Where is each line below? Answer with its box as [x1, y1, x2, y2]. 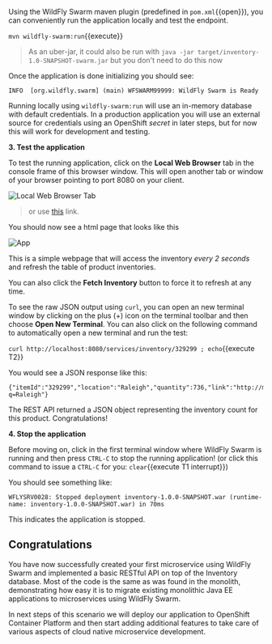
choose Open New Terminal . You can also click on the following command [8, 320, 257, 328]
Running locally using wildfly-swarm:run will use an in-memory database [8, 101, 253, 110]
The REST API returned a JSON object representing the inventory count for [8, 405, 258, 414]
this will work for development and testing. [8, 127, 151, 136]
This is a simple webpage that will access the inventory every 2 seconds [8, 254, 250, 263]
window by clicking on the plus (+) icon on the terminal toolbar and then [8, 311, 249, 320]
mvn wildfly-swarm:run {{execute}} [8, 32, 124, 40]
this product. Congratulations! [8, 413, 108, 423]
